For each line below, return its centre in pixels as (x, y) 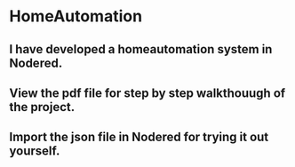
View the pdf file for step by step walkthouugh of (147, 93)
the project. (42, 107)
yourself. (35, 151)
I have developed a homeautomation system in (141, 49)
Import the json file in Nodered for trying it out (139, 137)
